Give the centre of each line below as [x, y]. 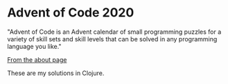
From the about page [37, 59]
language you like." [34, 46]
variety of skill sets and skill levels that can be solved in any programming [112, 39]
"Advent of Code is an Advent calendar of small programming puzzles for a [114, 32]
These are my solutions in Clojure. [56, 73]
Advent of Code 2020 [71, 13]
